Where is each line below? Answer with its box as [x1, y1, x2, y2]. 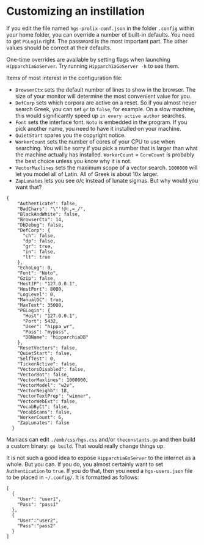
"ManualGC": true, [17, 296, 64, 303]
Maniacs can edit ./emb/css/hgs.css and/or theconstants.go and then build [6, 436, 195, 443]
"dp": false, [22, 238, 56, 244]
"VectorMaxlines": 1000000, [17, 377, 89, 383]
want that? [15, 183, 42, 191]
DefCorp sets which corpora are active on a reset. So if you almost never [15, 99, 197, 106]
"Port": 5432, [22, 318, 59, 324]
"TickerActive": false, [17, 360, 78, 367]
